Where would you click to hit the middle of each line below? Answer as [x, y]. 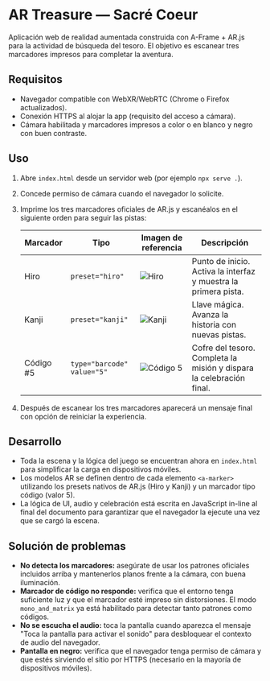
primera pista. [218, 291]
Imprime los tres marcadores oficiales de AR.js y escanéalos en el [129, 209]
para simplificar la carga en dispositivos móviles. [100, 469]
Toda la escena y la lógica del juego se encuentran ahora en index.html [139, 461]
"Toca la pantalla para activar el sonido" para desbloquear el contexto [135, 634]
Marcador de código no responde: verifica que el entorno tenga [127, 591]
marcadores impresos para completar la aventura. [91, 54]
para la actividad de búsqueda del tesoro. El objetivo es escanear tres [124, 45]
